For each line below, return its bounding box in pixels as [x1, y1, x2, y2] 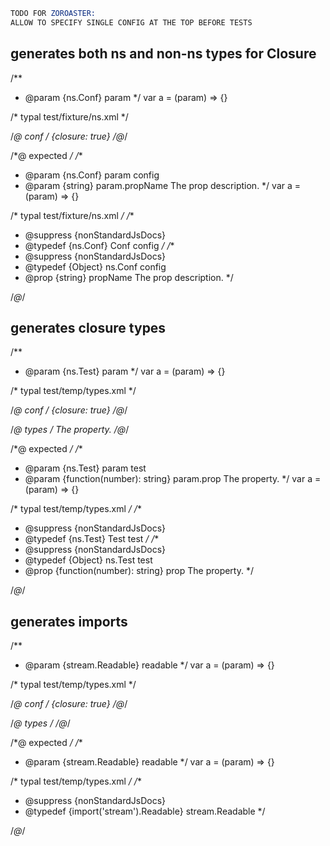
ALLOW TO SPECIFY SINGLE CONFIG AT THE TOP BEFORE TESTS [10, 17, 253, 28]
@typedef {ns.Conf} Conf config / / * [24, 239, 175, 251]
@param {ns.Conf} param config [24, 169, 160, 181]
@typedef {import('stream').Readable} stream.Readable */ [24, 805, 266, 818]
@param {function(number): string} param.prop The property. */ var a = [24, 473, 322, 485]
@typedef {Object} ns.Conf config [24, 260, 167, 273]
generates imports [10, 613, 128, 630]
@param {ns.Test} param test [24, 462, 147, 474]
